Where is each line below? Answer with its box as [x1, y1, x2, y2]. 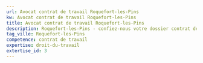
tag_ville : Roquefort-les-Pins [6, 31, 85, 37]
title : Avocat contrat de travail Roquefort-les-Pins [6, 20, 145, 26]
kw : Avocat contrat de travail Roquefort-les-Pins [6, 14, 137, 20]
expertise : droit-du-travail [6, 43, 80, 49]
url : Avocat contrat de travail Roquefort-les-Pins [6, 8, 139, 15]
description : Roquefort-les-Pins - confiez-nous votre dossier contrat [6, 25, 190, 32]
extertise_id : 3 [6, 48, 47, 54]
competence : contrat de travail [6, 37, 88, 43]
